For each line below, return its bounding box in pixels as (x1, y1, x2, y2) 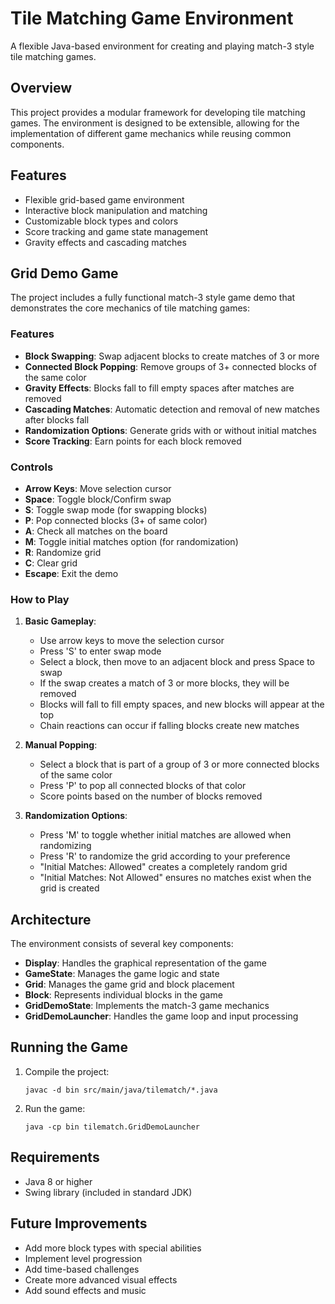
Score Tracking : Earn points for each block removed (24, 435, 242, 447)
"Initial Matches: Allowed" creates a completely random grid (39, 861, 288, 873)
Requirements (10, 1149, 100, 1166)
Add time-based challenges (24, 1263, 140, 1275)
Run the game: (24, 1102, 86, 1114)
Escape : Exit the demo (24, 567, 119, 579)
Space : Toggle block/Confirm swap (24, 493, 172, 505)
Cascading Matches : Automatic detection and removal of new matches (24, 403, 320, 415)
